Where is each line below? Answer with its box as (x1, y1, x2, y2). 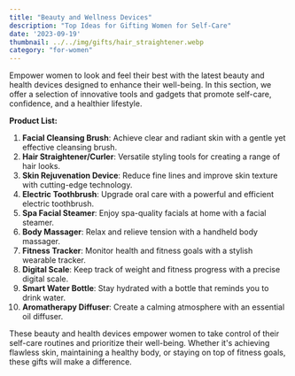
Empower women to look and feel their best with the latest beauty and (9, 70, 265, 81)
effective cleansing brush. (21, 142, 118, 153)
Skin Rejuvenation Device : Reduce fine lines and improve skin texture (21, 170, 278, 181)
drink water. (21, 293, 66, 303)
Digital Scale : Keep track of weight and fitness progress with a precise (21, 265, 281, 275)
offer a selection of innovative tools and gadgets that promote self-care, (9, 89, 272, 100)
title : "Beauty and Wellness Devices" (9, 12, 152, 22)
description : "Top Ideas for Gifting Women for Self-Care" (9, 21, 232, 30)
